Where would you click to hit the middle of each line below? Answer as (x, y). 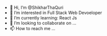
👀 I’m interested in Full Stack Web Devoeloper (56, 13)
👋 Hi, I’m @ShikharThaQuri (37, 8)
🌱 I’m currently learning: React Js (43, 18)
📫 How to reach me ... (32, 28)
